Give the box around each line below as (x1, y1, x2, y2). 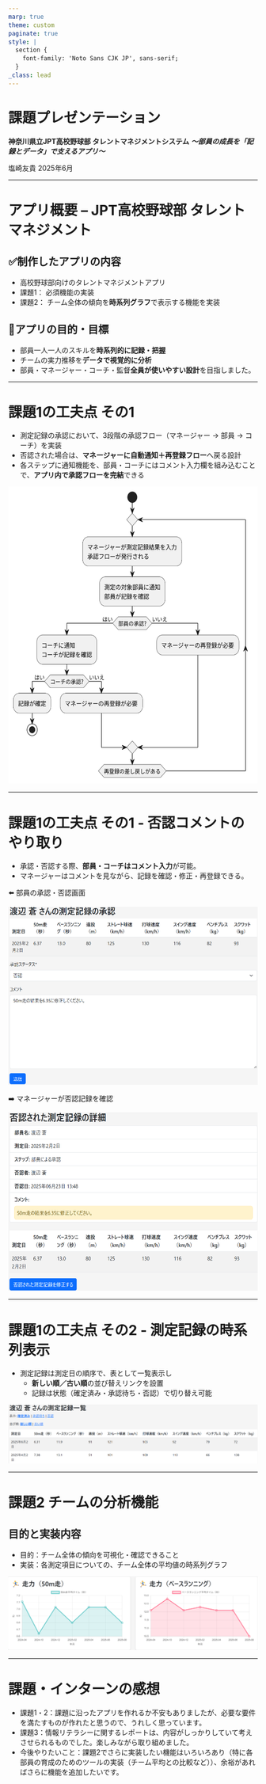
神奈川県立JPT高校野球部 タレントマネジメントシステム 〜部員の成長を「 (8, 136, 247, 146)
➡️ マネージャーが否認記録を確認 (8, 1094, 113, 1104)
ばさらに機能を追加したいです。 (19, 1767, 123, 1777)
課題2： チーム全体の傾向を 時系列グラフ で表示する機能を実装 (19, 297, 220, 306)
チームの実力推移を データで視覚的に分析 (19, 355, 152, 364)
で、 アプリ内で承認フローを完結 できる (19, 470, 145, 480)
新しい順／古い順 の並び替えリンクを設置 (31, 1379, 164, 1388)
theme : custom (8, 21, 55, 29)
